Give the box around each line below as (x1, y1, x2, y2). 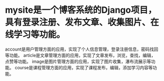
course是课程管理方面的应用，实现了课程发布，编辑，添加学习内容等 (14, 64, 153, 70)
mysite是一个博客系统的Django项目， (5, 4, 157, 16)
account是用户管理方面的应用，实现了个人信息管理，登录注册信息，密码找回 (5, 46, 159, 52)
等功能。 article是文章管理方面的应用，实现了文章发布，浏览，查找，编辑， (5, 52, 156, 58)
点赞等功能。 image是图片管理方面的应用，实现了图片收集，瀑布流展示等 (5, 58, 151, 64)
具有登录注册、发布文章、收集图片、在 (5, 17, 160, 28)
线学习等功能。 (5, 29, 65, 40)
